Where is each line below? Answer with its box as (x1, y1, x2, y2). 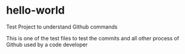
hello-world (6, 4, 65, 17)
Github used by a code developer (6, 41, 88, 48)
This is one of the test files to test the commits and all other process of (6, 34, 180, 42)
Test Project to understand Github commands (6, 23, 118, 30)
